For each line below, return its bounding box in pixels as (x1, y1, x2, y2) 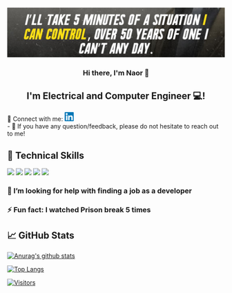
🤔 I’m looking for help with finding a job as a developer (7, 186, 192, 196)
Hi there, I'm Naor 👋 (82, 68, 150, 77)
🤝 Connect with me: (7, 115, 64, 123)
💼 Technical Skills (7, 149, 85, 161)
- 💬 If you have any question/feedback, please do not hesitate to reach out (7, 122, 219, 131)
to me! (7, 129, 26, 138)
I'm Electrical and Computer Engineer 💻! (26, 90, 206, 102)
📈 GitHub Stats (7, 229, 75, 242)
